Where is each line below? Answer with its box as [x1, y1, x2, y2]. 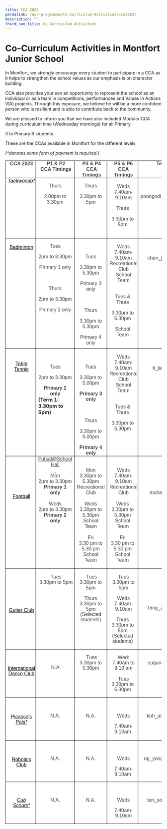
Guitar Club [8, 607, 34, 613]
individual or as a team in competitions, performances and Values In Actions [5, 95, 161, 101]
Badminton [9, 244, 34, 250]
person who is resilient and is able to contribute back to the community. [5, 106, 152, 112]
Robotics [11, 756, 31, 762]
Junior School [5, 53, 64, 65]
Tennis [14, 367, 29, 373]
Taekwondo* [7, 178, 35, 184]
